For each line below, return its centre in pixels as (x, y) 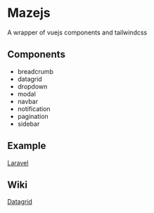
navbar (28, 101)
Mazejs (29, 13)
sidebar (28, 124)
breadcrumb (36, 71)
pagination (33, 116)
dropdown (32, 86)
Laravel (18, 162)
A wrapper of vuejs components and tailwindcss (77, 32)
